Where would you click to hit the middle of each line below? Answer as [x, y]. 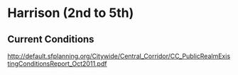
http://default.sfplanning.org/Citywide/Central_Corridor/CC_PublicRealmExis [119, 56]
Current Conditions [51, 39]
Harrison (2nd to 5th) [71, 13]
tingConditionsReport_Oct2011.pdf [57, 64]
